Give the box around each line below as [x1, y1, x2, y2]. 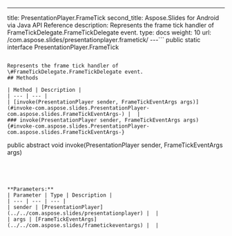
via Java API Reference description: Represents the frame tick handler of [7, 21, 215, 29]
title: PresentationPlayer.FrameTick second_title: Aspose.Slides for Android [7, 14, 220, 21]
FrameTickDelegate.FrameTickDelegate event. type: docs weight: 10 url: [7, 28, 212, 37]
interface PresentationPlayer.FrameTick [7, 43, 119, 51]
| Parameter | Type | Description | [7, 192, 113, 199]
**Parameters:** [7, 186, 54, 193]
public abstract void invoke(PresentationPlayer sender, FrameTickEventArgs [7, 141, 223, 149]
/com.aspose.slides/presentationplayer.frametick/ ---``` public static [7, 36, 201, 43]
